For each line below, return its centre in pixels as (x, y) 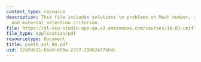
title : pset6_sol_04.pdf (37, 45)
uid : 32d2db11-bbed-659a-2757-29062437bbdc (61, 50)
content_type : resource (36, 12)
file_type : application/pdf (41, 34)
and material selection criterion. (56, 22)
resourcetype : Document (36, 39)
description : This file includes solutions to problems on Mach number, (99, 17)
